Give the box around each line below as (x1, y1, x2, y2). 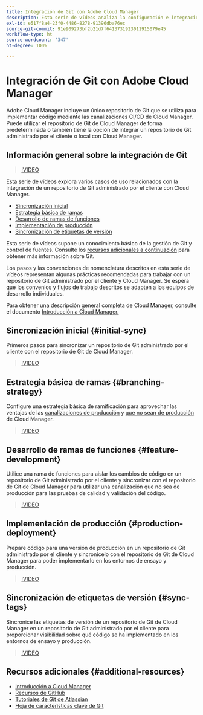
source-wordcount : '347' (6, 37, 69, 43)
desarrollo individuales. (6, 290, 65, 297)
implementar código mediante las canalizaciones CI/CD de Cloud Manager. (6, 113, 193, 120)
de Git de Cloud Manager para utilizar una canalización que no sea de (6, 483, 180, 490)
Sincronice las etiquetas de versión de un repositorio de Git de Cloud (6, 618, 178, 626)
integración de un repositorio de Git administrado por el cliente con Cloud (6, 184, 189, 191)
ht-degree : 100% (6, 43, 47, 49)
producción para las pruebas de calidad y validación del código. (6, 490, 166, 497)
